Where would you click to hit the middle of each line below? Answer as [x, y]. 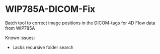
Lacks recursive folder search [43, 47]
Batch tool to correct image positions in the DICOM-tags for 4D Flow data [80, 23]
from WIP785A [20, 28]
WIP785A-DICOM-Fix [50, 9]
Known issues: [20, 38]
